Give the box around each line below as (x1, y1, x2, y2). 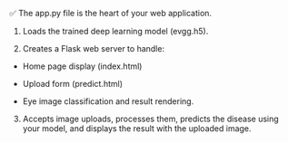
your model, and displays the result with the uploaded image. (22, 123, 252, 134)
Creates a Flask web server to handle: (22, 43, 165, 53)
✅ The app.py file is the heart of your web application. (9, 8, 212, 18)
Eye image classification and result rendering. (22, 96, 194, 107)
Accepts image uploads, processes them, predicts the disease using (22, 113, 279, 124)
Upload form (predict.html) (22, 79, 124, 89)
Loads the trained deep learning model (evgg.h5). (22, 26, 209, 36)
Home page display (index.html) (22, 61, 143, 71)
